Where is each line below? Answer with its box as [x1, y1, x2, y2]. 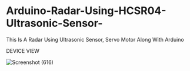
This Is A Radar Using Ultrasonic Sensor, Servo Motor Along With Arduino [6, 36, 184, 43]
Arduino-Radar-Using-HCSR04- [6, 4, 166, 18]
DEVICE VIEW [6, 47, 40, 54]
